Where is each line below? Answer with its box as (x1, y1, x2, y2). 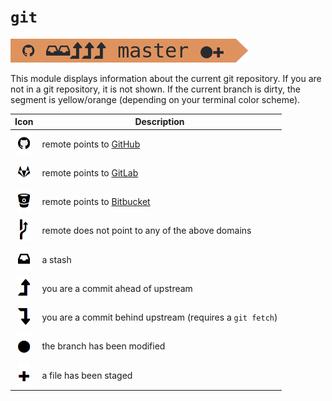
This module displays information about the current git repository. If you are (10, 72, 322, 84)
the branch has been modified (41, 340, 166, 352)
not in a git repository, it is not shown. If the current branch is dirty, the (10, 83, 301, 95)
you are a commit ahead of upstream (41, 282, 193, 294)
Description (134, 116, 185, 128)
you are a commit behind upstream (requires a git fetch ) (41, 311, 278, 324)
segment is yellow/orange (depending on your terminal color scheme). (10, 93, 301, 105)
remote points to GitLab (41, 166, 139, 179)
